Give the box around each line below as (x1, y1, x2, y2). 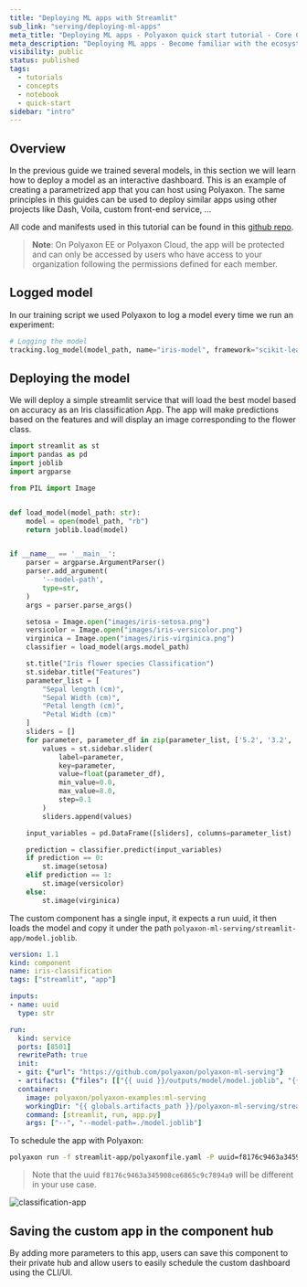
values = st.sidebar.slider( (42, 744, 153, 753)
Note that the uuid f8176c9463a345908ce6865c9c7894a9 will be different (31, 1169, 294, 1180)
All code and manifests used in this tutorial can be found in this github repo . (9, 221, 294, 233)
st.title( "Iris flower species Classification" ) (26, 659, 215, 668)
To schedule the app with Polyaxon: (9, 1135, 144, 1146)
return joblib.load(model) (26, 525, 129, 535)
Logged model (9, 285, 93, 301)
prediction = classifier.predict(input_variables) (26, 845, 223, 855)
